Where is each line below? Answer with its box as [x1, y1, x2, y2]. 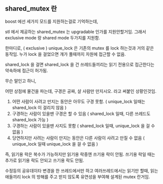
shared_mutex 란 [5, 4, 57, 13]
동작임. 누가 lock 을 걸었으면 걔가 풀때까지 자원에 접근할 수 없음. [5, 51, 126, 57]
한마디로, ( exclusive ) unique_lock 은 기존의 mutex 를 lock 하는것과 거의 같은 [5, 45, 154, 51]
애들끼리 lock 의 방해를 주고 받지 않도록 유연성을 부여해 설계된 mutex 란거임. [5, 174, 150, 180]
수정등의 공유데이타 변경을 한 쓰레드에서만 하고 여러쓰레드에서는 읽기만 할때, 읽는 [5, 167, 159, 173]
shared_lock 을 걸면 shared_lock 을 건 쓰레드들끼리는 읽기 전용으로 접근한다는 [5, 61, 155, 67]
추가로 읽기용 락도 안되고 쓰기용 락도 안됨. [5, 157, 84, 163]
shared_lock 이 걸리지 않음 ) [12, 104, 67, 110]
